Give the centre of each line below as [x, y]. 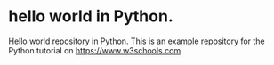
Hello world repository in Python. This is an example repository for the [137, 41]
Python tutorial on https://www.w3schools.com [95, 50]
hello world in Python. [91, 16]
